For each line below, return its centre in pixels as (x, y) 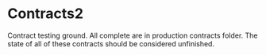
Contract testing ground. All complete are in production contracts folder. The (133, 35)
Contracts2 (46, 14)
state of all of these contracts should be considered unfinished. (111, 43)
